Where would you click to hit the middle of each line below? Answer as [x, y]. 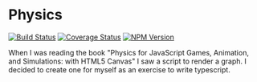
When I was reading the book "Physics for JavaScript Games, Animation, [128, 52]
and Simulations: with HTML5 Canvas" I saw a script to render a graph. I [128, 61]
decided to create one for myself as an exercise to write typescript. [119, 69]
